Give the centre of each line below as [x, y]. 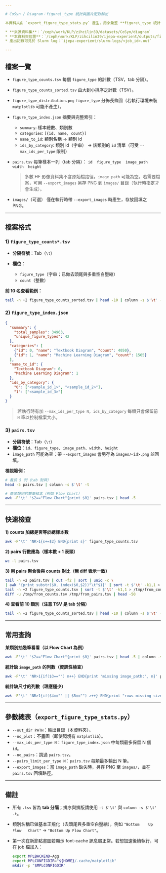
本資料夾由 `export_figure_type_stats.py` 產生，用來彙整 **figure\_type [78, 23]
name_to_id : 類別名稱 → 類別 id [51, 139]
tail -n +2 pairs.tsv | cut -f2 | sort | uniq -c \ [60, 580]
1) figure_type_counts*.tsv [38, 241]
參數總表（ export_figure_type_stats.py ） [70, 717]
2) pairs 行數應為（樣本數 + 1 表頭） [41, 552]
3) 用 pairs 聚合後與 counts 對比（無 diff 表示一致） [58, 571]
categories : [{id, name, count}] [53, 133]
